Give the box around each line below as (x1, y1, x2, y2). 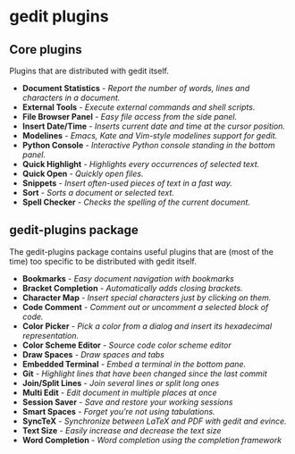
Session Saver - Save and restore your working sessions (21, 396, 233, 408)
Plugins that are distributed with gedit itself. (9, 65, 170, 76)
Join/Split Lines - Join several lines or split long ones (21, 377, 220, 388)
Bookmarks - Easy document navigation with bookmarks (21, 273, 234, 283)
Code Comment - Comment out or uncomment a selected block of (21, 301, 269, 312)
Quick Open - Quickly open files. (21, 168, 144, 179)
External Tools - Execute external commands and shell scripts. (21, 102, 256, 113)
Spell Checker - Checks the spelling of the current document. (21, 197, 250, 207)
